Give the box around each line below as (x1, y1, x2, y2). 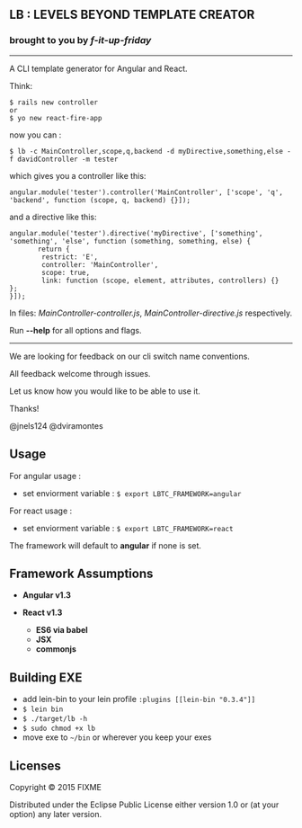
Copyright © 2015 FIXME (9, 781, 102, 792)
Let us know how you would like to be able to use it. (9, 386, 200, 396)
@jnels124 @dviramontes (9, 420, 103, 431)
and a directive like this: (9, 211, 97, 222)
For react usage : (9, 505, 73, 516)
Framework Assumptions (9, 565, 154, 581)
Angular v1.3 (22, 590, 72, 601)
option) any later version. (9, 808, 102, 819)
